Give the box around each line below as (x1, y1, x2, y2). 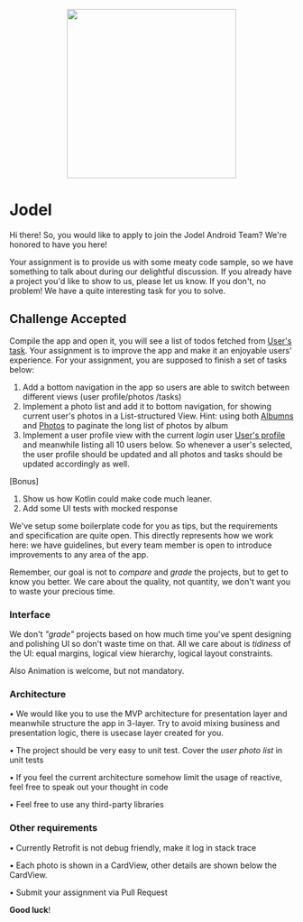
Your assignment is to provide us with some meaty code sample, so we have (9, 256, 294, 267)
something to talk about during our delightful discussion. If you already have (9, 266, 293, 277)
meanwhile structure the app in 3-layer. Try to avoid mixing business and (9, 718, 280, 729)
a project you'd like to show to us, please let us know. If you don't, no (9, 275, 266, 286)
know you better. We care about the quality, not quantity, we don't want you (9, 576, 291, 586)
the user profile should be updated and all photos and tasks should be (22, 448, 283, 459)
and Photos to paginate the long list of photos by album (22, 420, 228, 430)
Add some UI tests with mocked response (22, 502, 179, 513)
